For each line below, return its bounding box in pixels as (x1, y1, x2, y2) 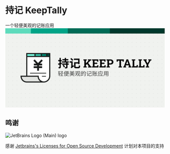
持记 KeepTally (5, 5, 67, 16)
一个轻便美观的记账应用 (5, 22, 54, 28)
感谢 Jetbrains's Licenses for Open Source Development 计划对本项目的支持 (5, 142, 164, 149)
